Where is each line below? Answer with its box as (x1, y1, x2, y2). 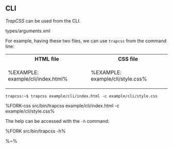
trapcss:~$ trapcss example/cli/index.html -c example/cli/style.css (5, 94, 158, 99)
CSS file (117, 55, 138, 62)
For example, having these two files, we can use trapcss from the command (5, 38, 167, 44)
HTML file (34, 55, 59, 62)
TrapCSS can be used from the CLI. (5, 17, 81, 24)
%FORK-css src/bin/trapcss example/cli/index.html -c (5, 102, 119, 108)
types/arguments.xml (5, 28, 50, 34)
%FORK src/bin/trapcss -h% (5, 128, 66, 134)
